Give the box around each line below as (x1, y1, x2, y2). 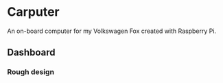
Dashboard (7, 47, 56, 58)
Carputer (7, 4, 60, 20)
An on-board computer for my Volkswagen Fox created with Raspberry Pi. (7, 27, 217, 35)
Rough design (7, 67, 55, 77)
